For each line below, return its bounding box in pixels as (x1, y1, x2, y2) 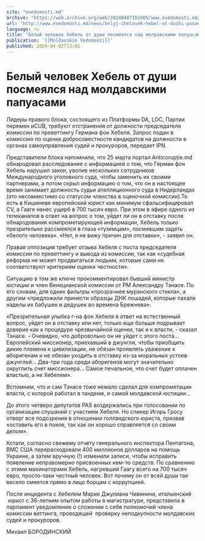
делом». (6, 427, 28, 435)
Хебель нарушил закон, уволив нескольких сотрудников (6, 166, 154, 174)
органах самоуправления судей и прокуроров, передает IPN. (6, 141, 167, 149)
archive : (6, 15, 29, 21)
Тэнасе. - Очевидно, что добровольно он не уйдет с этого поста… (6, 332, 179, 340)
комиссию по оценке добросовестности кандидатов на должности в (6, 135, 187, 143)
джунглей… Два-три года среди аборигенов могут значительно (6, 358, 174, 365)
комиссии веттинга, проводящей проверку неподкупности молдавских (6, 509, 195, 517)
